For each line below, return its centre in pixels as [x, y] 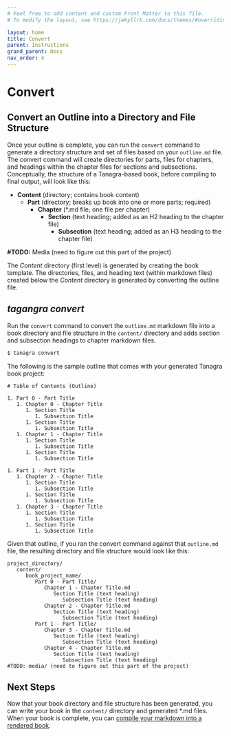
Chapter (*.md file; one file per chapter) [94, 209]
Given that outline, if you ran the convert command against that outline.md [113, 543]
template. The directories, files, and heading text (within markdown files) [110, 272]
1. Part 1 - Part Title [41, 470]
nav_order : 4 [26, 58]
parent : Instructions [38, 45]
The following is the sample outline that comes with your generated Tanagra [115, 366]
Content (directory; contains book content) [78, 194]
